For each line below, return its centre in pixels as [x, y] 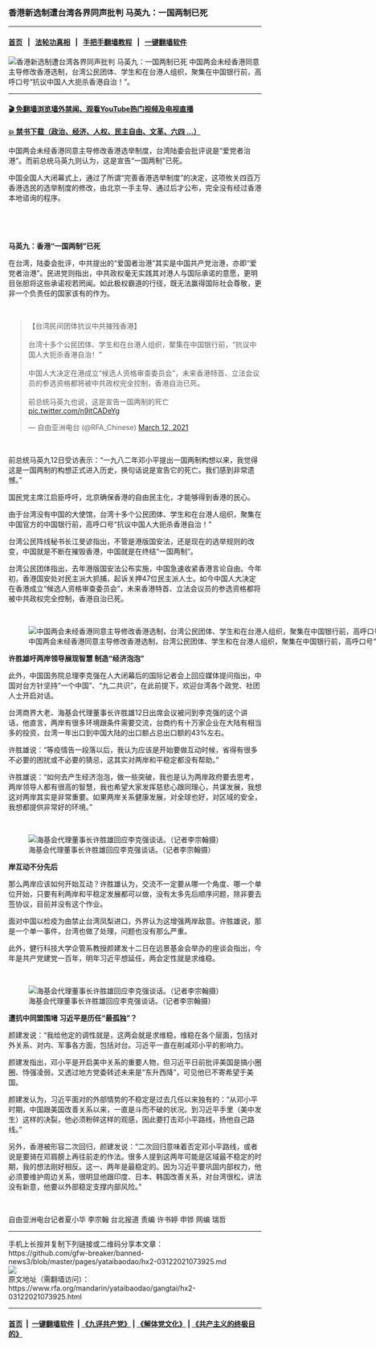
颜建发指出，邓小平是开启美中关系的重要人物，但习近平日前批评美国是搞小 [131, 1062]
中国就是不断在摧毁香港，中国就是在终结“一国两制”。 [110, 551]
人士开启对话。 [33, 696]
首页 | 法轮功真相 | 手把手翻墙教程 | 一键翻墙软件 [98, 42]
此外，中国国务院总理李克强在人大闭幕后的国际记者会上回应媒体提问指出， [131, 676]
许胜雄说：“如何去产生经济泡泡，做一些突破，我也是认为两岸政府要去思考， [133, 777]
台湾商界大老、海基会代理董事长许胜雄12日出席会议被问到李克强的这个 [125, 713]
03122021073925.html [45, 1297]
